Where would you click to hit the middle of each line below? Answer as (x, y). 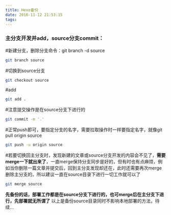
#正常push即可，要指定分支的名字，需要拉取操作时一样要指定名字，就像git (84, 130)
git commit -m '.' (25, 120)
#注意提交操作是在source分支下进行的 (45, 110)
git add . (16, 99)
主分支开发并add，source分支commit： (55, 38)
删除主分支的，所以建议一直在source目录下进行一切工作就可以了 (73, 175)
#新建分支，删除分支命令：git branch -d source (55, 50)
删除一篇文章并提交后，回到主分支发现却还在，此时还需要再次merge (90, 168)
